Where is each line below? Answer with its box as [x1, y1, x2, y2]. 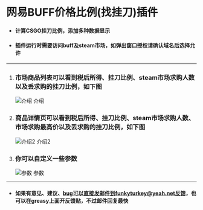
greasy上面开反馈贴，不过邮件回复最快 [31, 197, 129, 205]
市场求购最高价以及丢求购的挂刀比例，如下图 [14, 123, 146, 132]
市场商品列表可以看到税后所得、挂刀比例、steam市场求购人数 [14, 73, 195, 81]
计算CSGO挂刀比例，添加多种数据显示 [14, 27, 111, 34]
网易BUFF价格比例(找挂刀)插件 [6, 5, 158, 19]
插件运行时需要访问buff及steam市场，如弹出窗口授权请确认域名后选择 [14, 42, 190, 49]
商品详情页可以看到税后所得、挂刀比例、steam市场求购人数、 [14, 114, 195, 122]
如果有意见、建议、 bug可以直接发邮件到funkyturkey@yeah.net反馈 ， [14, 189, 192, 197]
